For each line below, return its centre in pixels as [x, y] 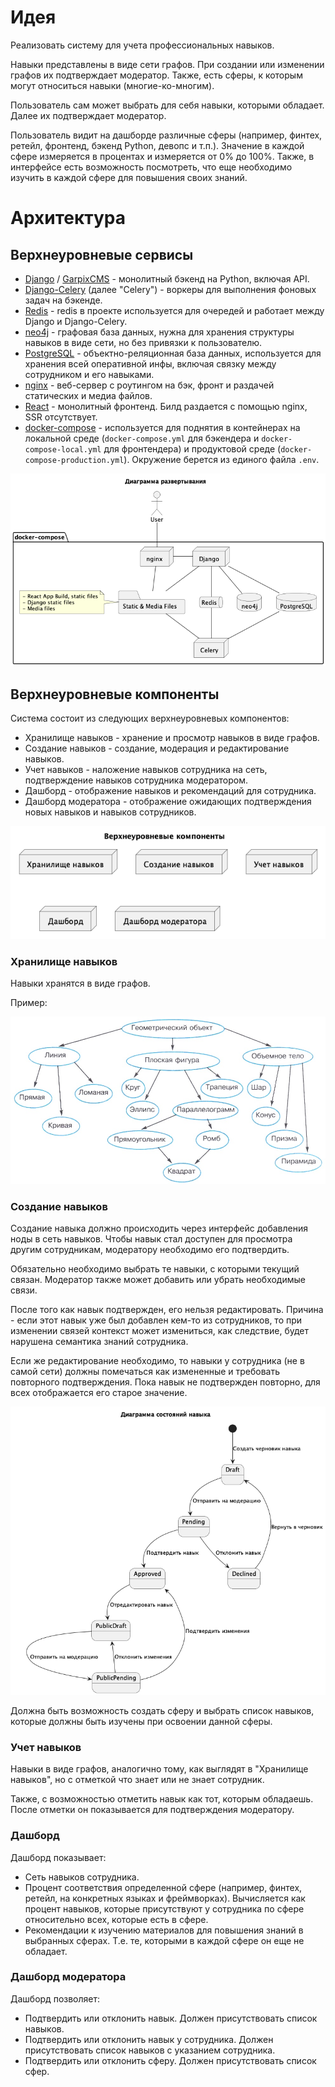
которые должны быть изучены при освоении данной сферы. [141, 1721]
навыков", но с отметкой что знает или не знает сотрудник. [137, 1780]
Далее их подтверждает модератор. [88, 115]
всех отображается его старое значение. [99, 1393]
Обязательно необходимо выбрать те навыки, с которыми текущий [155, 1269]
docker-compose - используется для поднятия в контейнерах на [162, 427]
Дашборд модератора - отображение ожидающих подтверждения [168, 802]
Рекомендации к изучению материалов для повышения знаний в [164, 1930]
